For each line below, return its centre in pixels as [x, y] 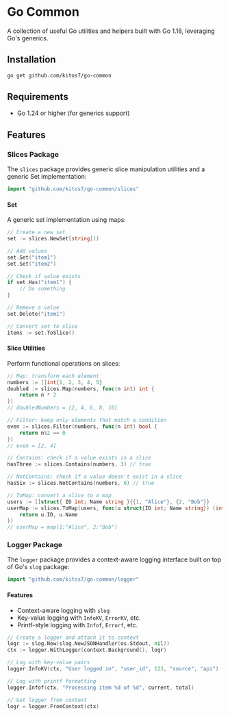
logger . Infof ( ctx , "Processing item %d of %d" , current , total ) [101, 688]
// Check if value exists [44, 276]
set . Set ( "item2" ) [32, 264]
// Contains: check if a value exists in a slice [79, 458]
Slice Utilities [26, 348]
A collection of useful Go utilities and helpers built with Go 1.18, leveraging [111, 31]
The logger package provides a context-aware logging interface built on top [114, 559]
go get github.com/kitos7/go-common [59, 75]
